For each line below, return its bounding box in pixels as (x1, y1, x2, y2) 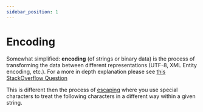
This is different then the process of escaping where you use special (6, 86, 178, 93)
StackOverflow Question (6, 74, 68, 82)
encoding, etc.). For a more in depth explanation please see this (6, 68, 166, 75)
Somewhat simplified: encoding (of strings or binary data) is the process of (6, 55, 195, 62)
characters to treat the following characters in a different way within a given (6, 92, 196, 100)
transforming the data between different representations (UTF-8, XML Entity (6, 61, 198, 68)
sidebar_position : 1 (6, 8, 59, 15)
